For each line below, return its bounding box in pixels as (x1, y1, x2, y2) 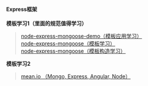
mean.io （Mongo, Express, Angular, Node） (20, 73, 131, 80)
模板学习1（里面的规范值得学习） (6, 20, 88, 27)
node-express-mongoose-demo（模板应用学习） (20, 33, 142, 40)
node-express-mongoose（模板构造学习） (20, 48, 126, 55)
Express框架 (6, 5, 38, 13)
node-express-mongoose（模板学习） (20, 40, 115, 47)
